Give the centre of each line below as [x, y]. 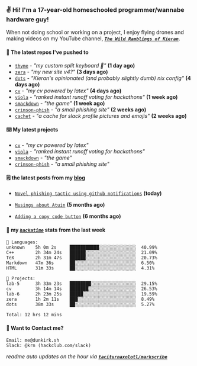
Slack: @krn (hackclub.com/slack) [49, 346]
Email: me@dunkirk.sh [33, 341]
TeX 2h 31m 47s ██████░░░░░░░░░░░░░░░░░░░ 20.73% [82, 258]
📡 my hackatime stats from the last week [56, 230]
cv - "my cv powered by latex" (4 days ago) [68, 91]
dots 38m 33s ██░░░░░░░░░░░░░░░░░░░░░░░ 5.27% [80, 304]
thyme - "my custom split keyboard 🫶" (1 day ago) [75, 65]
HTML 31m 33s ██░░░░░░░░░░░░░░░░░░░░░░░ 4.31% [80, 268]
